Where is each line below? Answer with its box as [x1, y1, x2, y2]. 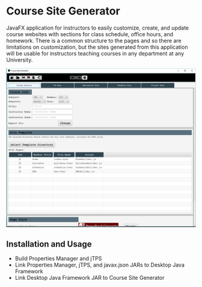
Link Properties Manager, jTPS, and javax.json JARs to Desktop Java [14, 261, 185, 269]
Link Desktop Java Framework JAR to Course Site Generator [14, 274, 165, 282]
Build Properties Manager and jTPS [14, 255, 102, 262]
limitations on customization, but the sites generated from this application [6, 43, 188, 51]
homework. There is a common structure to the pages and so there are [6, 37, 182, 44]
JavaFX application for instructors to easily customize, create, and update [6, 24, 189, 31]
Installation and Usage [6, 239, 92, 249]
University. [6, 56, 33, 63]
